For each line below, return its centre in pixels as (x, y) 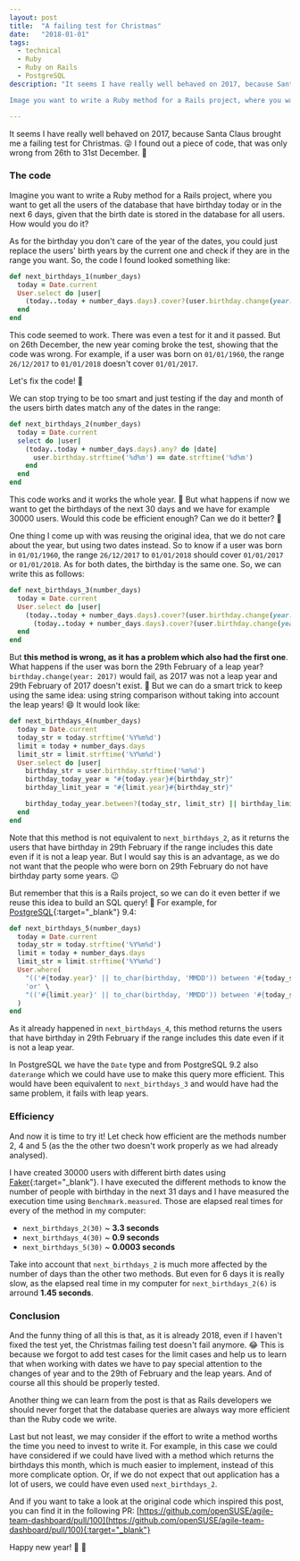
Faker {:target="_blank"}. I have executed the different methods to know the (148, 1182)
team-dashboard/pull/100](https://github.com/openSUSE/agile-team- (137, 1520)
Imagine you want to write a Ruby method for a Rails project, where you (141, 195)
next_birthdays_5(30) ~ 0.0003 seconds (99, 1247)
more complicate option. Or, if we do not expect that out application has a (144, 1474)
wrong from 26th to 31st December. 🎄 (78, 152)
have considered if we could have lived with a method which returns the (142, 1455)
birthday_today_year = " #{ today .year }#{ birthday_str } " (129, 779)
